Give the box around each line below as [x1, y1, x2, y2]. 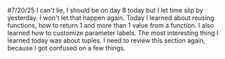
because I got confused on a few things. [7, 44, 126, 52]
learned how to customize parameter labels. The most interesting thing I [7, 28, 219, 37]
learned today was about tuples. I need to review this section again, [7, 36, 206, 45]
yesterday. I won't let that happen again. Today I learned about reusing [7, 14, 215, 22]
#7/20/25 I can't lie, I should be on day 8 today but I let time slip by [7, 6, 204, 14]
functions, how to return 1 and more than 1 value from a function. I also [7, 21, 214, 29]
